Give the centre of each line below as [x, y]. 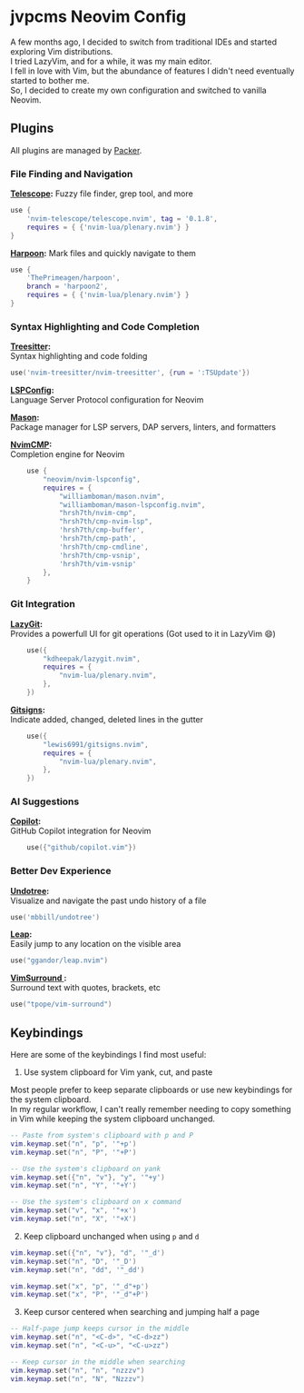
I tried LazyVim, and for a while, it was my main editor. [111, 61]
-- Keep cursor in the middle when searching [98, 1362]
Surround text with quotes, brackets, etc [86, 988]
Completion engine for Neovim [68, 454]
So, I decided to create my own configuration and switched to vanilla [138, 90]
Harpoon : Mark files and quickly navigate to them [103, 253]
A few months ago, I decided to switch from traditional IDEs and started [144, 42]
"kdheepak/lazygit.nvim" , [92, 659]
